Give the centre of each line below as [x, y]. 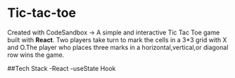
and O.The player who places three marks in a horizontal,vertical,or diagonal [118, 47]
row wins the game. [36, 55]
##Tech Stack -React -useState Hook [62, 68]
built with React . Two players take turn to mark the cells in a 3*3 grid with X [117, 39]
